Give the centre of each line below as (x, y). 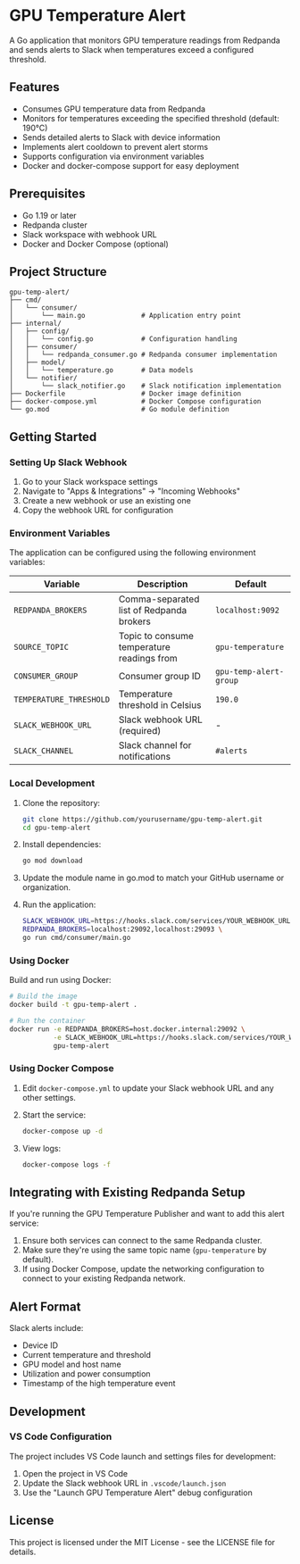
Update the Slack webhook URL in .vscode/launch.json (124, 1483)
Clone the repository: (61, 803)
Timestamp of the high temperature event (99, 1384)
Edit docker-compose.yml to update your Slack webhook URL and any (148, 1088)
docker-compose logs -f (67, 1165)
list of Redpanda (153, 611)
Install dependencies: (62, 844)
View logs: (41, 1148)
